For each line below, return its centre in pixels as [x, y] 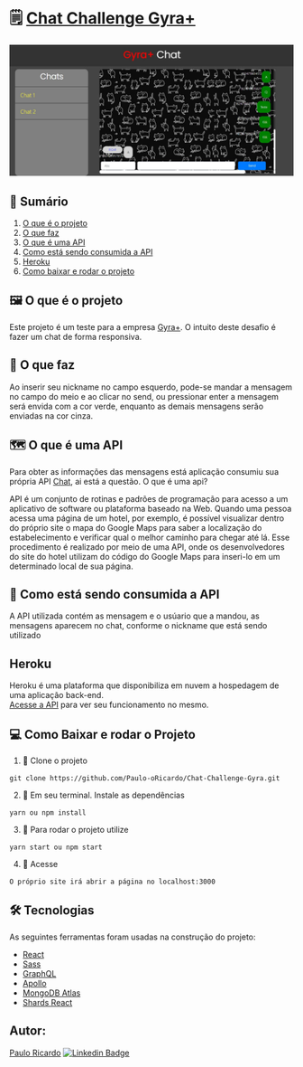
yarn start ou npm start [56, 847]
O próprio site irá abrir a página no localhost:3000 [113, 882]
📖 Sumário [39, 201]
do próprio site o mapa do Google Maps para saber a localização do [136, 527]
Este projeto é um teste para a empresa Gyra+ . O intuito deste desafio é [143, 326]
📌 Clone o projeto [55, 760]
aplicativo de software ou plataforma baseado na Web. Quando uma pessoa [151, 508]
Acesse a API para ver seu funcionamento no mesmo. [109, 705]
